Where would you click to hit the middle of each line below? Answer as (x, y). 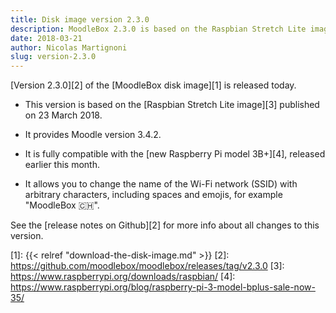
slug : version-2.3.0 (53, 57)
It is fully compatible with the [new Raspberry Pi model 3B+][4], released (175, 154)
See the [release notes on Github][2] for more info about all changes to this (165, 225)
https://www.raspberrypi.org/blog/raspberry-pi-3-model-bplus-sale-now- (163, 287)
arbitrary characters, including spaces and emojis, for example (153, 195)
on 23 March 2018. (63, 115)
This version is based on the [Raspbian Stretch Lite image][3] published (172, 105)
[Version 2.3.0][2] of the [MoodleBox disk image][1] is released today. (153, 85)
